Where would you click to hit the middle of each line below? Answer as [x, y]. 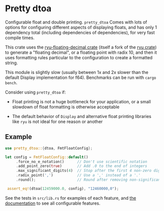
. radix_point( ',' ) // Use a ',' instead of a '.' [78, 175]
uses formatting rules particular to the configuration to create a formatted [79, 57]
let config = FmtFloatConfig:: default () [47, 157]
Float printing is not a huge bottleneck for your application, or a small [82, 101]
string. [11, 63]
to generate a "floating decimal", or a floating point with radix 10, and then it [81, 52]
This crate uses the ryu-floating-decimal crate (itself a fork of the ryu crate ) [81, 47]
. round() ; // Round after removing [72, 180]
